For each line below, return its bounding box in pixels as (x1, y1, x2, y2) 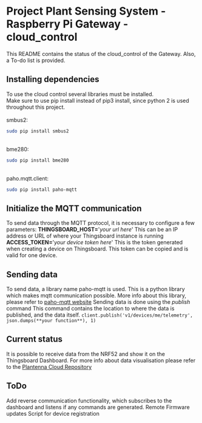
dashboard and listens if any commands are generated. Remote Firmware (6, 403, 190, 411)
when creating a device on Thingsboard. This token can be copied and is (6, 245, 189, 253)
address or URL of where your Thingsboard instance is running (6, 232, 164, 239)
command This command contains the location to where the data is (6, 305, 175, 312)
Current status (6, 334, 62, 345)
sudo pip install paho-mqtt (6, 187, 78, 193)
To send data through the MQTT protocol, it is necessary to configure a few (6, 219, 195, 227)
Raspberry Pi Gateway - (6, 17, 129, 31)
